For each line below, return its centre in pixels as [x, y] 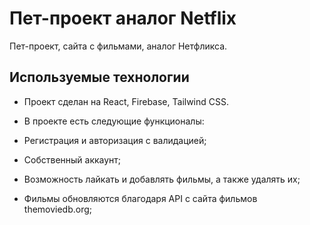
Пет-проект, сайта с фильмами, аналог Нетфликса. [118, 46]
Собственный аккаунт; [72, 159]
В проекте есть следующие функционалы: [114, 121]
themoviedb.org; [58, 209]
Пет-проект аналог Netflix [123, 18]
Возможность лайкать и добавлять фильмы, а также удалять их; [162, 179]
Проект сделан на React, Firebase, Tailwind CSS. [126, 101]
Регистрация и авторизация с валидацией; [115, 140]
